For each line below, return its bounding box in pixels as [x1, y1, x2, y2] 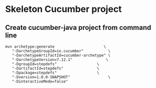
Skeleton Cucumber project [5, 3, 122, 15]
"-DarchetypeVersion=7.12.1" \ [11, 57, 108, 62]
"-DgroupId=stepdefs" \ [11, 62, 99, 67]
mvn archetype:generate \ [5, 44, 106, 49]
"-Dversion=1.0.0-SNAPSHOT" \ [11, 75, 111, 80]
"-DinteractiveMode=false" [11, 79, 68, 84]
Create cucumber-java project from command [5, 23, 151, 32]
